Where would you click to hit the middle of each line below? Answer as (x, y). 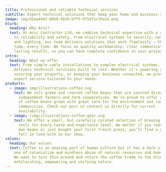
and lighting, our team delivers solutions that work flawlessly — (85, 42)
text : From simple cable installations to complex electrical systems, (85, 65)
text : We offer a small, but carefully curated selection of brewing (87, 120)
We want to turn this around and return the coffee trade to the (83, 157)
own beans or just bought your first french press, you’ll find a (88, 129)
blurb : (12, 24)
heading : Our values (31, 143)
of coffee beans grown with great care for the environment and (86, 102)
